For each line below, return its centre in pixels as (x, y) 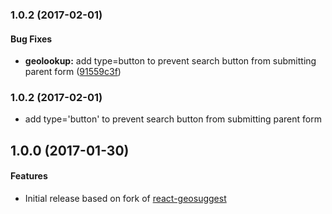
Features (29, 176)
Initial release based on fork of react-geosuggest (125, 199)
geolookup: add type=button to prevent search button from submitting (170, 61)
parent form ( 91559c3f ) (73, 72)
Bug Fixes (31, 39)
